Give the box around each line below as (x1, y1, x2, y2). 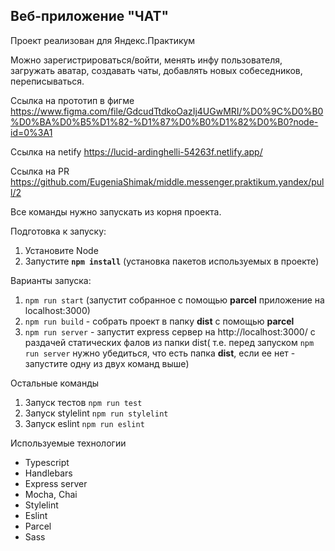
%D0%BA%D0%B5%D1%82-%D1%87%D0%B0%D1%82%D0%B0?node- (10, 115, 319, 128)
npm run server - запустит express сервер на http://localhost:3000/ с (24, 325, 316, 338)
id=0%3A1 (10, 126, 53, 138)
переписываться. (10, 75, 85, 87)
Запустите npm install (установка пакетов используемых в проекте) (24, 255, 320, 267)
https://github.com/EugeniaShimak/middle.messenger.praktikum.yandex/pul (10, 175, 325, 188)
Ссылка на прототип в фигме (10, 94, 135, 106)
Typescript (24, 456, 70, 468)
